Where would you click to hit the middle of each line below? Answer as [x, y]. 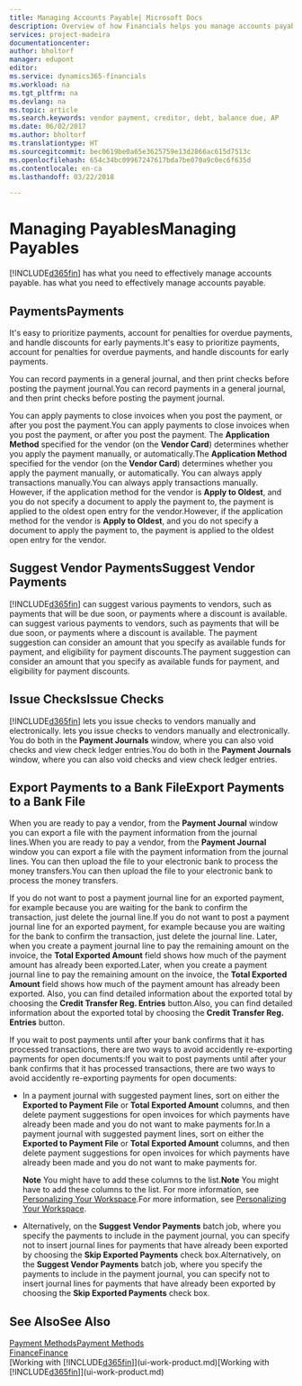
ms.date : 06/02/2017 [48, 127]
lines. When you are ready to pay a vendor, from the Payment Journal [138, 842]
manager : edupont [42, 59]
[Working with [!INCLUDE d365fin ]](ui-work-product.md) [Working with [139, 1363]
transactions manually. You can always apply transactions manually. [134, 482]
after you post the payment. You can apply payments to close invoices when [150, 425]
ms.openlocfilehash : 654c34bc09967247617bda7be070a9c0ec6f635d [130, 160]
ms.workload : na [40, 85]
